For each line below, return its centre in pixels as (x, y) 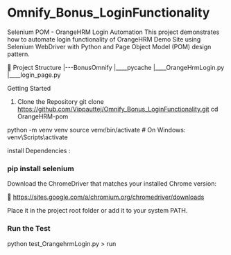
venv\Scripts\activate (37, 137)
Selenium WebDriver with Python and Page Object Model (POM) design (109, 46)
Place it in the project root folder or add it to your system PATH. (97, 211)
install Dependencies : (39, 150)
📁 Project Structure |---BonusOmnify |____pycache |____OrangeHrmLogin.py (116, 67)
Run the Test (29, 229)
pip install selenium (41, 168)
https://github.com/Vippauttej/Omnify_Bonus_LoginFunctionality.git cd (118, 109)
